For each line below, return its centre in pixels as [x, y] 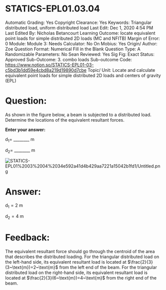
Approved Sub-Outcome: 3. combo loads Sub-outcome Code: [69, 59]
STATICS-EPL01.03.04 [53, 9]
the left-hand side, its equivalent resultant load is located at [66, 262]
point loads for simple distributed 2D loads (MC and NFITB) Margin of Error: [83, 38]
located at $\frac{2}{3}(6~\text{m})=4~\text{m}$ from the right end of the [81, 278]
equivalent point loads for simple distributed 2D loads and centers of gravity [83, 75]
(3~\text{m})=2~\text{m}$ [32, 267]
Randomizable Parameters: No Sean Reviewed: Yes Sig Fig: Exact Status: [80, 54]
